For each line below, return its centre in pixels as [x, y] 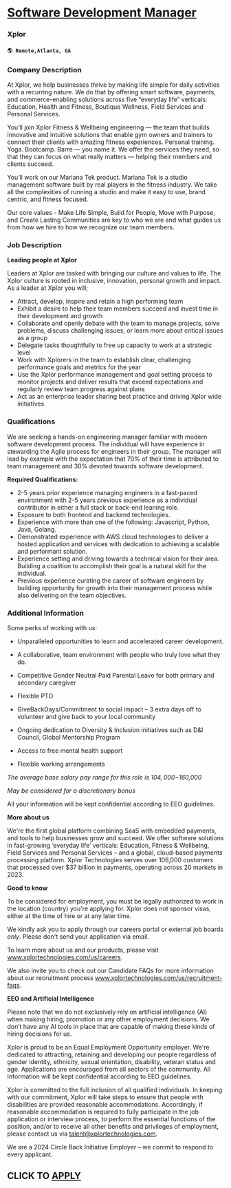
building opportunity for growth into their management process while [115, 587]
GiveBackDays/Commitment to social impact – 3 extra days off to [109, 709]
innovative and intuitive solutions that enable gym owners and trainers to [110, 135]
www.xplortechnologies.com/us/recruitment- [159, 978]
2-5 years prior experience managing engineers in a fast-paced [107, 492]
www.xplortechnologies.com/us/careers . [65, 957]
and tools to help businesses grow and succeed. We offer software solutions [115, 837]
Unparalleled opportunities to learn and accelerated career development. [120, 641]
